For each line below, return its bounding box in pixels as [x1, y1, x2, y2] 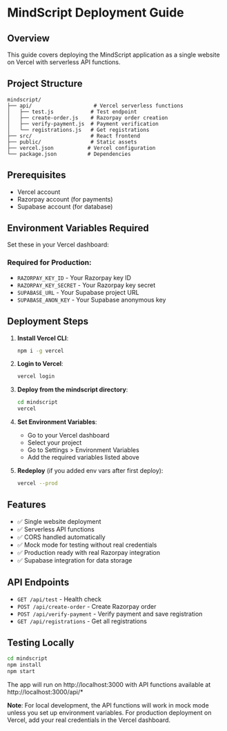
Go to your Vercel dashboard [27, 431, 110, 440]
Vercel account [17, 188, 61, 196]
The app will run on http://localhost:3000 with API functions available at [7, 680, 211, 688]
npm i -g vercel [17, 347, 64, 354]
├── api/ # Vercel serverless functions [7, 102, 184, 109]
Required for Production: [7, 257, 92, 267]
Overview [7, 32, 50, 44]
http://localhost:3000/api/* [7, 688, 84, 696]
